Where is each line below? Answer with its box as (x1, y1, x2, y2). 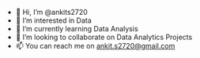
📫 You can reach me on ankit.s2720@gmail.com (15, 42, 175, 50)
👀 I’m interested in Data (15, 16, 92, 25)
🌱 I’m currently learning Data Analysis (15, 24, 138, 33)
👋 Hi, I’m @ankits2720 (15, 8, 89, 16)
